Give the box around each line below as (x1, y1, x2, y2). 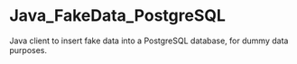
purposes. (9, 44, 48, 55)
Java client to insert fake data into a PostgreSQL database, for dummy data (9, 35, 289, 46)
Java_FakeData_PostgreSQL (9, 5, 226, 26)
